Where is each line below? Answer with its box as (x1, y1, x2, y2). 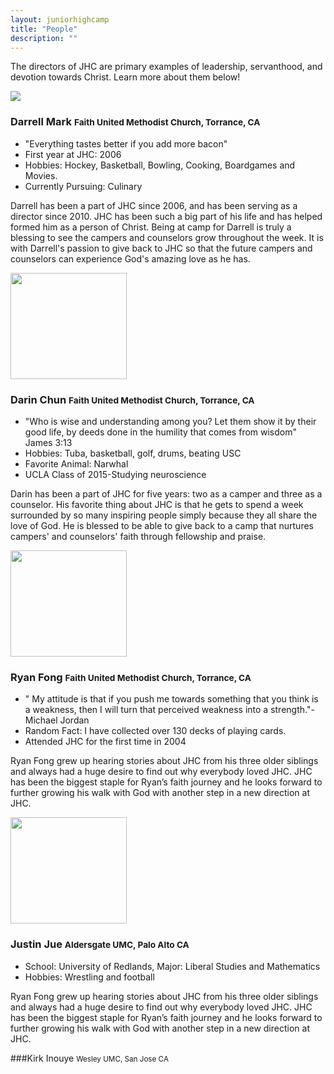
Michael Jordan (24, 714, 90, 726)
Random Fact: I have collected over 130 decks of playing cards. (24, 725, 287, 737)
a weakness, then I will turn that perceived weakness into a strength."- (24, 704, 315, 716)
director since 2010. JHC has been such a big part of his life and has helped (10, 210, 323, 222)
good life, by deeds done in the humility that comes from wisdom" (24, 426, 298, 438)
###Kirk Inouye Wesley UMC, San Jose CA (10, 1052, 169, 1064)
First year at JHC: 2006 (24, 148, 122, 160)
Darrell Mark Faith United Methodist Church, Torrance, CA (10, 115, 261, 129)
